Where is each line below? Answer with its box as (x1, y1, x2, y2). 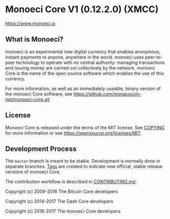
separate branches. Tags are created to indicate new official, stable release (5, 164, 163, 170)
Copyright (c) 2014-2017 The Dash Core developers (5, 198, 113, 204)
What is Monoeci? (5, 35, 63, 44)
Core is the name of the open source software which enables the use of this (5, 70, 164, 76)
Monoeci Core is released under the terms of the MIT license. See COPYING (5, 124, 165, 131)
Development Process (5, 144, 77, 153)
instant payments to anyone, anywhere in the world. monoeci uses (5, 54, 144, 60)
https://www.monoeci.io (5, 20, 56, 26)
